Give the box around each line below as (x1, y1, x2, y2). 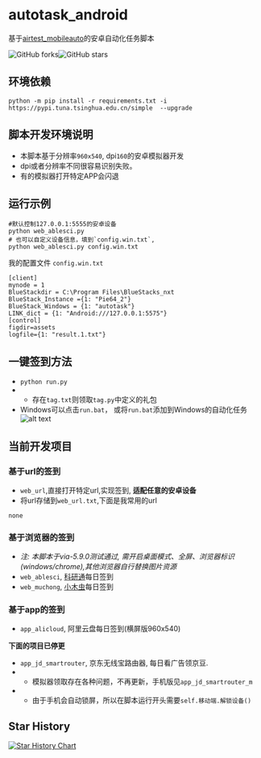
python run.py (19, 378, 68, 387)
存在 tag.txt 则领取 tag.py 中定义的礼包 (31, 395, 157, 404)
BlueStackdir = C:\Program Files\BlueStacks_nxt (8, 288, 175, 296)
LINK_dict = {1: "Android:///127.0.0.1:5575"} (8, 309, 168, 318)
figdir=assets (8, 324, 56, 332)
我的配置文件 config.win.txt (8, 258, 104, 268)
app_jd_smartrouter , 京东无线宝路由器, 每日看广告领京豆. (19, 658, 209, 668)
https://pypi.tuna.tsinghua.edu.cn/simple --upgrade (8, 103, 193, 112)
